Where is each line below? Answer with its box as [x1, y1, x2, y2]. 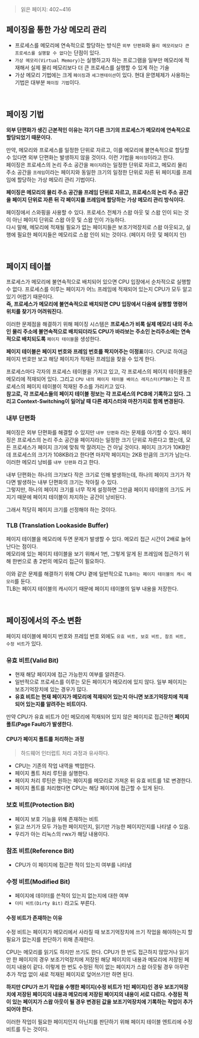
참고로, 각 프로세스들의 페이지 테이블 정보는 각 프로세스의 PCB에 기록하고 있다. [6, 390, 185, 397]
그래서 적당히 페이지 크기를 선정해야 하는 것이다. [6, 506, 117, 513]
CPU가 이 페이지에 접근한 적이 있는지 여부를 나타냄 [14, 861, 132, 868]
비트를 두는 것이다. [6, 1026, 49, 1033]
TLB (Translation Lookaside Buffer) [6, 521, 109, 529]
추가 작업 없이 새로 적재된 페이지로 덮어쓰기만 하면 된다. [6, 971, 134, 978]
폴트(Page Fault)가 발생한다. [6, 721, 73, 728]
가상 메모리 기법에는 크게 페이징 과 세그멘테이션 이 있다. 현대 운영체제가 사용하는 [14, 71, 191, 78]
